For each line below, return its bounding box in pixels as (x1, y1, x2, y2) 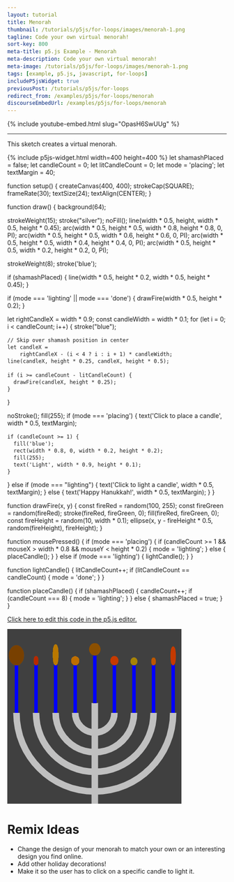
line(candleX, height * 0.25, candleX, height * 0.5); (7, 358, 170, 365)
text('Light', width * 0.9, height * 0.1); (13, 461, 141, 468)
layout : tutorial (7, 11, 58, 18)
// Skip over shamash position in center (7, 337, 130, 344)
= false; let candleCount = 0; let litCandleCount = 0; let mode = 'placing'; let (7, 161, 225, 169)
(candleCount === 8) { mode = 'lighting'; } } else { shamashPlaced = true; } (7, 594, 223, 602)
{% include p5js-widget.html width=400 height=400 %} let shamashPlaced (7, 154, 224, 162)
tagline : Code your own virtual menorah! (7, 34, 130, 41)
